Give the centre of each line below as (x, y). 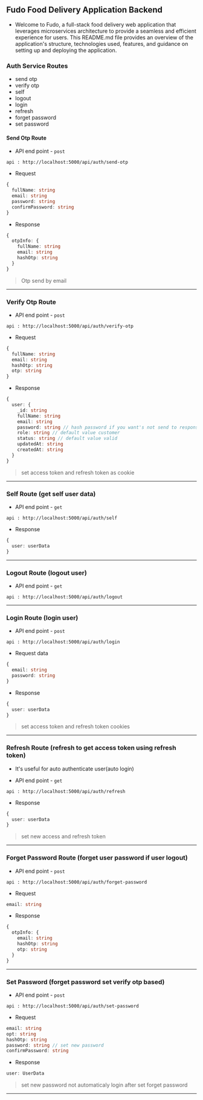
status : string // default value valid (67, 438)
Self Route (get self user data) (51, 494)
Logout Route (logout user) (47, 572)
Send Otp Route (27, 138)
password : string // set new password (55, 1045)
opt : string (21, 1034)
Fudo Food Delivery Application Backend (85, 10)
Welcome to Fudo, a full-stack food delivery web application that (95, 24)
